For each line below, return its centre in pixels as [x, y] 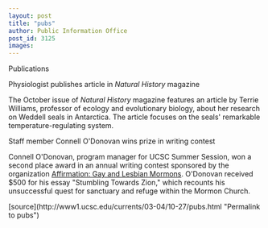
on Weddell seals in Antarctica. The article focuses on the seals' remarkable [134, 117]
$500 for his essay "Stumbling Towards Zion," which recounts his [117, 183]
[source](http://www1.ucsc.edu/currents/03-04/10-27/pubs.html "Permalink [134, 207]
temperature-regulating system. [61, 126]
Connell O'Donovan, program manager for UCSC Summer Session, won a [130, 157]
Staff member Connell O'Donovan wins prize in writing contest [112, 141]
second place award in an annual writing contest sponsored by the [119, 165]
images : [21, 46]
